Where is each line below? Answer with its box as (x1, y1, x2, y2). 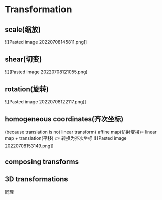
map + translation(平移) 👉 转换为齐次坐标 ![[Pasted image (5, 135, 127, 141)
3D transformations (5, 175, 68, 184)
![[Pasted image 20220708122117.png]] (5, 98, 86, 105)
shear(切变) (5, 55, 42, 64)
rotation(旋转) (5, 85, 49, 94)
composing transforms (5, 157, 79, 166)
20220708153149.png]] (5, 142, 54, 149)
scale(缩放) (5, 25, 41, 34)
